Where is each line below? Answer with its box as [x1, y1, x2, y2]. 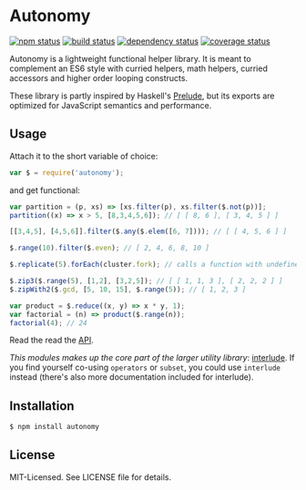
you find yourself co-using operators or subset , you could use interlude [9, 362, 280, 373]
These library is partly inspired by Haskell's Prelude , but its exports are [9, 90, 275, 101]
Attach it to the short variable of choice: [9, 150, 158, 161]
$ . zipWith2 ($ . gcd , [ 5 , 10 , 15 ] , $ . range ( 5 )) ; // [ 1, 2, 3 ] [9, 284, 247, 294]
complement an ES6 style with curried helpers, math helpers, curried [9, 63, 269, 74]
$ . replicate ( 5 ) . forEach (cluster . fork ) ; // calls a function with [9, 260, 263, 270]
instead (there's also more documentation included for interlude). [9, 372, 254, 383]
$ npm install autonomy [9, 423, 100, 432]
